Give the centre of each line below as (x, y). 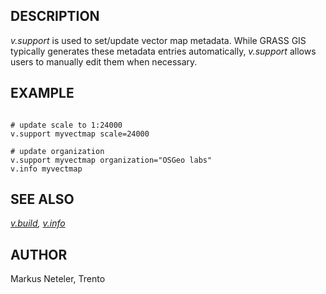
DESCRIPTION (55, 16)
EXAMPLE (42, 93)
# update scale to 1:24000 (66, 125)
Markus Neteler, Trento (58, 279)
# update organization (57, 151)
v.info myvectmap (46, 169)
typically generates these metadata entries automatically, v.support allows (163, 51)
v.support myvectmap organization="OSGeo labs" (111, 160)
